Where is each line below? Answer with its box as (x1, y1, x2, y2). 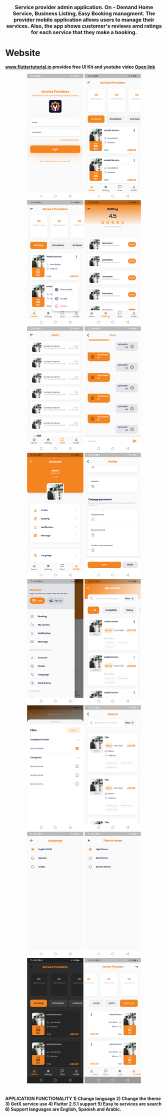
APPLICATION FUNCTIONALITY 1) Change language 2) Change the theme (5, 1095, 161, 1101)
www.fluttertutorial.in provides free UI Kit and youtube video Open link (5, 64, 155, 70)
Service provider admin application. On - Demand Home (14, 4, 153, 11)
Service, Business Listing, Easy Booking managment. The (12, 10, 155, 17)
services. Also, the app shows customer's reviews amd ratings (6, 23, 162, 30)
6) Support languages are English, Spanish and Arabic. (5, 1106, 121, 1112)
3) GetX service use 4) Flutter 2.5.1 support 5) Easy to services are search (5, 1100, 161, 1106)
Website (5, 48, 40, 59)
